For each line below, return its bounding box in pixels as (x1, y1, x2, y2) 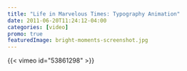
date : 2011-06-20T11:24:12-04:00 (7, 17, 107, 24)
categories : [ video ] (7, 23, 69, 31)
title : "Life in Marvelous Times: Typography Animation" (7, 10, 181, 18)
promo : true (7, 30, 43, 38)
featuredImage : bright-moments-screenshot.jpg (7, 37, 148, 44)
